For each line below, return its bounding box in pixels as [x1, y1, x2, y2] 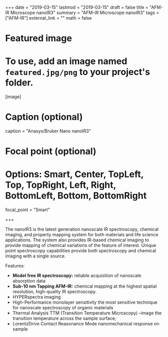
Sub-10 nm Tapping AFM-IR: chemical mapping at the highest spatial [12, 283, 157, 289]
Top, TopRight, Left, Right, [5, 179, 117, 191]
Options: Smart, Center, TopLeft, [5, 169, 144, 180]
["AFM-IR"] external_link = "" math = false [5, 15, 92, 21]
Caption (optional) [5, 111, 83, 123]
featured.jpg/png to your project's [5, 66, 150, 78]
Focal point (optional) [5, 146, 97, 157]
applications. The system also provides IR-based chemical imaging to [5, 237, 149, 243]
